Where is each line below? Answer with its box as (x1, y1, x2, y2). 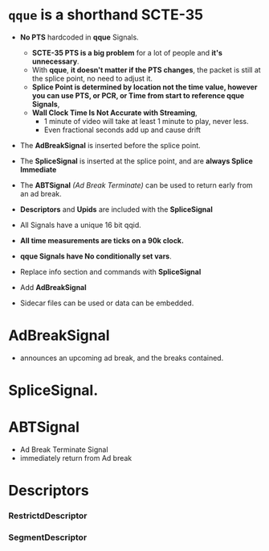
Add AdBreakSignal (19, 282, 87, 292)
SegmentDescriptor (8, 532, 88, 543)
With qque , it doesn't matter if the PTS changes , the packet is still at (31, 64, 261, 74)
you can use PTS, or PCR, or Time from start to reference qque (31, 90, 245, 100)
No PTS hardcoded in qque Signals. (19, 32, 139, 42)
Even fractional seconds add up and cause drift (43, 125, 201, 135)
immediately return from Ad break (19, 454, 132, 462)
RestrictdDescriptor (8, 510, 88, 521)
